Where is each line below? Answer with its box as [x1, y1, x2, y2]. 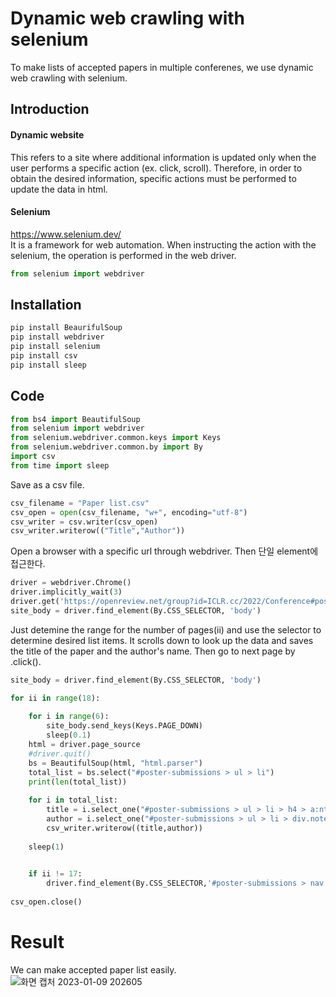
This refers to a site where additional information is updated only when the [10, 151, 317, 163]
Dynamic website [10, 128, 85, 141]
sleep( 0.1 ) [46, 730, 92, 741]
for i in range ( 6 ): [28, 712, 110, 722]
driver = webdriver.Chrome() [10, 578, 132, 588]
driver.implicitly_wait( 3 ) [10, 587, 123, 597]
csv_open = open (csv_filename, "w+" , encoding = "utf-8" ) [10, 507, 248, 517]
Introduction [10, 101, 90, 118]
